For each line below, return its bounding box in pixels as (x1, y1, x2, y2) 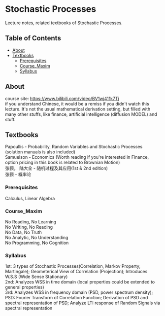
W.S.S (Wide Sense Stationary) (5, 274, 68, 280)
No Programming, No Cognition (5, 240, 69, 246)
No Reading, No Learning (5, 218, 57, 225)
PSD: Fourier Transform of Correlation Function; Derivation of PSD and (5, 295, 148, 301)
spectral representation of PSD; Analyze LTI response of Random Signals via (5, 300, 160, 306)
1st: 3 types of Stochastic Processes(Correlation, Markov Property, (5, 263, 140, 269)
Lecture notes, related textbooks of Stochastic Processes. (5, 20, 123, 26)
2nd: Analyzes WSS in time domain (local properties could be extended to (5, 279, 155, 285)
